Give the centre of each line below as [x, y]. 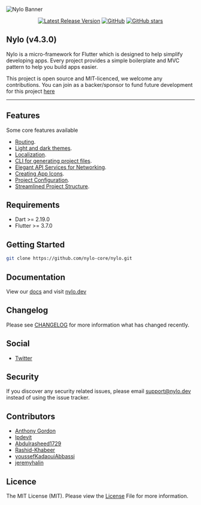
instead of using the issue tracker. [48, 398]
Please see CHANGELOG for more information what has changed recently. [98, 325]
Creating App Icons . [39, 173]
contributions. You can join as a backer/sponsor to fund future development [100, 84]
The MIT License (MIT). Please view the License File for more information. [97, 496]
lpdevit [23, 437]
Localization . [31, 154]
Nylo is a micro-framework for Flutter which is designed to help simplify [95, 54]
